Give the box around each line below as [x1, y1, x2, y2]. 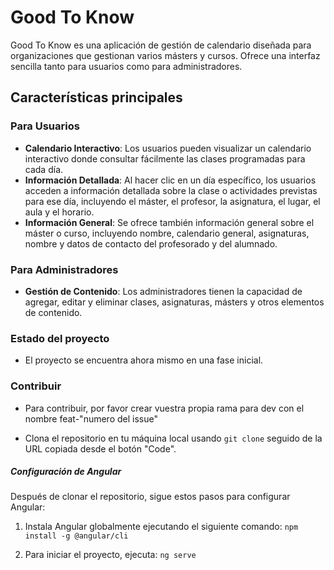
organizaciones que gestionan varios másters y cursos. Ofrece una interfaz [10, 49, 321, 61]
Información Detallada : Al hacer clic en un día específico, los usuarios [24, 174, 317, 186]
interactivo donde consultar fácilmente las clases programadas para [24, 152, 306, 165]
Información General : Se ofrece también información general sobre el [24, 216, 315, 228]
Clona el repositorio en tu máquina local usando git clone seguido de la [24, 432, 323, 444]
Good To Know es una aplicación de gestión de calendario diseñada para [10, 39, 312, 51]
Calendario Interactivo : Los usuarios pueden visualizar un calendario [24, 142, 312, 154]
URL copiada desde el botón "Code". [24, 442, 177, 455]
